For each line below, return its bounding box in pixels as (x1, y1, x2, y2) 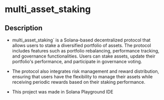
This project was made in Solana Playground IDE (12, 89, 113, 94)
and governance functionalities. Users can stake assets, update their (12, 53, 155, 59)
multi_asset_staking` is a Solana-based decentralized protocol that (12, 37, 151, 43)
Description (5, 24, 43, 32)
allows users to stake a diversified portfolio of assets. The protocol (12, 42, 151, 48)
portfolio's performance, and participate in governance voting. (12, 59, 142, 64)
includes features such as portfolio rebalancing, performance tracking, (12, 48, 160, 54)
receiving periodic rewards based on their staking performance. (12, 79, 145, 85)
